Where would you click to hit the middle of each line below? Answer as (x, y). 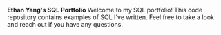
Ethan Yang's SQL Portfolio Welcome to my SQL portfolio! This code (105, 10)
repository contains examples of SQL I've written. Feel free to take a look (110, 17)
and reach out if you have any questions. (65, 24)
